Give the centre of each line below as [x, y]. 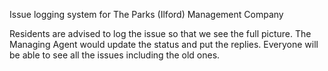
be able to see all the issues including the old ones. [115, 55]
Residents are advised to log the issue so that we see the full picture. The [160, 33]
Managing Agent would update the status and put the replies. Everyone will [164, 44]
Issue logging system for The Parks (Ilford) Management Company [146, 14]
